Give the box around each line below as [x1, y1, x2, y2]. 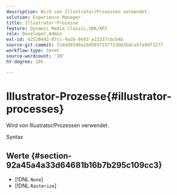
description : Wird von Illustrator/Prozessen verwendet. [6, 8, 150, 15]
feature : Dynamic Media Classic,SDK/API [6, 25, 108, 32]
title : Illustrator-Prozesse [6, 20, 78, 26]
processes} [6, 102, 64, 116]
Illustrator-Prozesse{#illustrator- [6, 89, 172, 103]
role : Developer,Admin [6, 31, 62, 37]
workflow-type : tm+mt [6, 48, 60, 54]
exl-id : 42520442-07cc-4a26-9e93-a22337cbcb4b [6, 36, 124, 42]
